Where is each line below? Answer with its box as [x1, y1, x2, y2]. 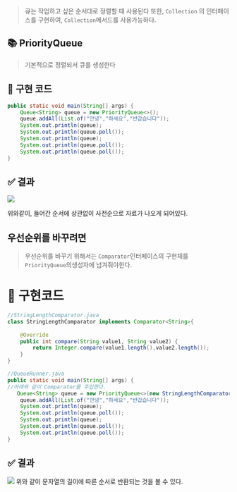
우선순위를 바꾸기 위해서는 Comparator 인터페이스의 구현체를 [24, 252, 189, 260]
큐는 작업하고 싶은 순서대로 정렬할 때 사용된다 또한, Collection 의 [24, 7, 205, 15]
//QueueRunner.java [7, 370, 65, 378]
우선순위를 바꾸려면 [7, 232, 87, 244]
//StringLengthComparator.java [7, 312, 99, 319]
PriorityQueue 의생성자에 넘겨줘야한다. [24, 261, 133, 269]
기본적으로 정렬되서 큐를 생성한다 [24, 60, 116, 69]
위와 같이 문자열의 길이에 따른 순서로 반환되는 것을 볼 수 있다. [16, 477, 183, 486]
